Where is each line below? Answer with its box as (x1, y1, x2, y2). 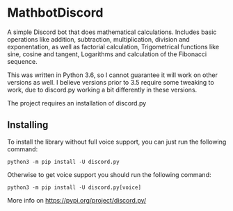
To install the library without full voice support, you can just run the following (7, 137, 227, 146)
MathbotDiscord (7, 5, 104, 21)
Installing (7, 119, 49, 131)
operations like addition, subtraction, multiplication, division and (7, 35, 190, 43)
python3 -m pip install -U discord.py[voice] (7, 184, 141, 191)
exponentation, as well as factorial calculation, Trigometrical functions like (7, 42, 220, 51)
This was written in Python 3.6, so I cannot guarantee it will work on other (7, 71, 218, 79)
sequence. (7, 57, 38, 65)
